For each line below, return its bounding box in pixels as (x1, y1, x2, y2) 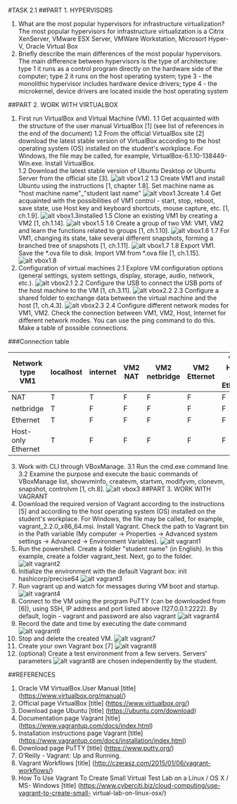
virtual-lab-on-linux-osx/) (92, 789, 167, 797)
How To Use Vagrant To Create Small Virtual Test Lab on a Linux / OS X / (18, 774, 229, 782)
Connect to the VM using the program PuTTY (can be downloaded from (18, 597, 226, 605)
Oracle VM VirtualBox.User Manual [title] (18, 684, 136, 692)
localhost (50, 368, 83, 377)
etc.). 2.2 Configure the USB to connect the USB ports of (18, 279, 222, 287)
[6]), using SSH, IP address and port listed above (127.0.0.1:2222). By (18, 605, 217, 613)
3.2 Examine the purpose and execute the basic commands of (18, 470, 198, 478)
